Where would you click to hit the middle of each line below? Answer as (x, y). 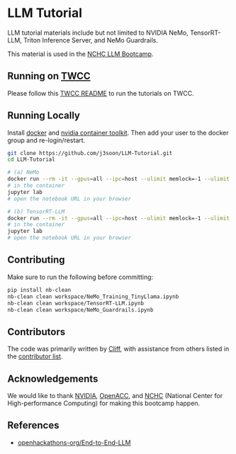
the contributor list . (35, 356)
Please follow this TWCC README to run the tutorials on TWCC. (101, 93)
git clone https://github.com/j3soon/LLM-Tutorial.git (90, 153)
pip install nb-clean (39, 290)
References (33, 425)
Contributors (36, 332)
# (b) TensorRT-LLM (36, 211)
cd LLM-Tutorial (31, 160)
